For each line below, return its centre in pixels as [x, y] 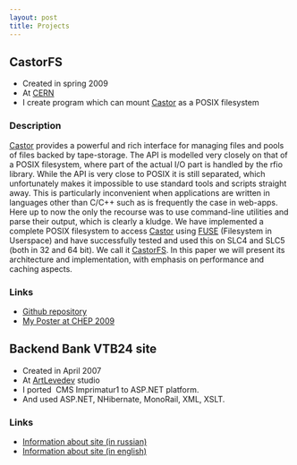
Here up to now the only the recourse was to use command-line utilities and [149, 212]
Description [35, 126]
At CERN [38, 93]
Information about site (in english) [85, 452]
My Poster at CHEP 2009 [68, 321]
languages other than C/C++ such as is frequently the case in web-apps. [144, 202]
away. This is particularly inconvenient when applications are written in [140, 192]
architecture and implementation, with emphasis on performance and [136, 259]
